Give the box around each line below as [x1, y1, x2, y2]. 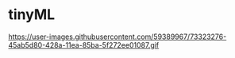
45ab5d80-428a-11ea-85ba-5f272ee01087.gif [8, 40, 160, 49]
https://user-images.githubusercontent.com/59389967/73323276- [8, 32, 227, 41]
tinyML [8, 6, 56, 24]
